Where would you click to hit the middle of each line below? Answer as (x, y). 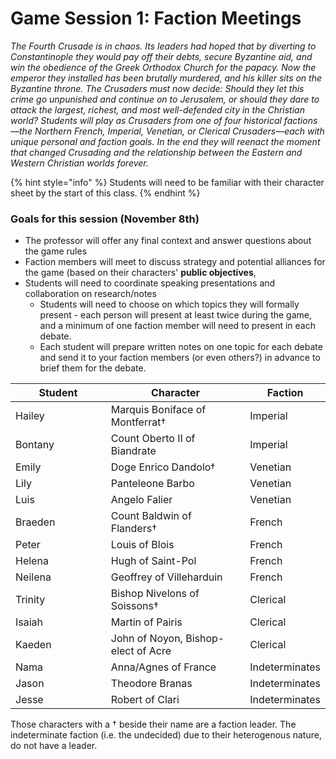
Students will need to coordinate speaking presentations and (150, 283)
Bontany (35, 445)
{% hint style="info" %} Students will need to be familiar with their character (167, 182)
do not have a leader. (54, 746)
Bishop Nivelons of (155, 594)
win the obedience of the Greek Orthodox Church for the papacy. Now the (163, 67)
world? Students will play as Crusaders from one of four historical (146, 120)
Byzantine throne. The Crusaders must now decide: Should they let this (157, 88)
